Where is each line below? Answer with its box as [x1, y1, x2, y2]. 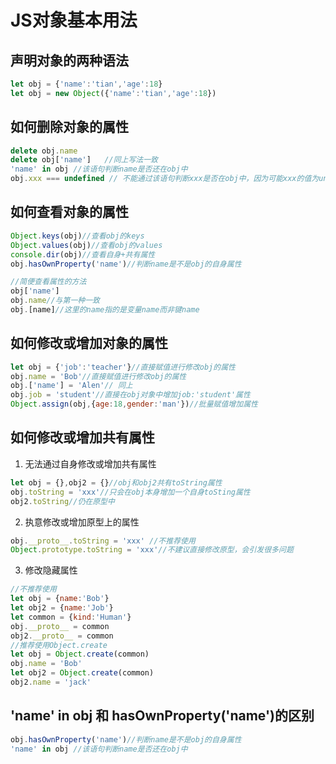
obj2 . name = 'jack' [10, 677, 92, 687]
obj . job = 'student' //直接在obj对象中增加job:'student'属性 [10, 390, 251, 400]
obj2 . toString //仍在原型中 [10, 496, 115, 506]
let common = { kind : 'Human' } [10, 612, 132, 622]
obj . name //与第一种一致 [10, 296, 100, 306]
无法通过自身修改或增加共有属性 [24, 457, 157, 470]
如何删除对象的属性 [10, 119, 129, 136]
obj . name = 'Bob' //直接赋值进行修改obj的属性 [10, 371, 187, 381]
